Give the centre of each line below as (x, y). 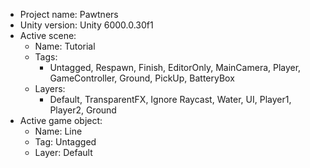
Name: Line (58, 131)
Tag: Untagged (65, 142)
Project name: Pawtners (69, 14)
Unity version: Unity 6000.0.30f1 (86, 25)
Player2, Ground (83, 110)
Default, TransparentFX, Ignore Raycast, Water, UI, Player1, (170, 99)
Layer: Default (63, 152)
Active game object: (61, 120)
